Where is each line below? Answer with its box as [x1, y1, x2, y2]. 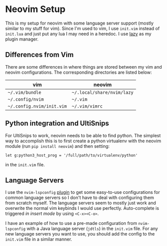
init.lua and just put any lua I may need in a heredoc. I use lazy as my [5, 31, 151, 37]
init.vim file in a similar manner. [5, 236, 72, 242]
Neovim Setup [5, 4, 66, 15]
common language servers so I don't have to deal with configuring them [5, 194, 154, 201]
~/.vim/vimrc [72, 103, 103, 109]
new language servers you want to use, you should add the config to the [5, 231, 155, 237]
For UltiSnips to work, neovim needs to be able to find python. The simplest [5, 132, 161, 138]
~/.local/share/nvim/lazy [72, 89, 134, 95]
